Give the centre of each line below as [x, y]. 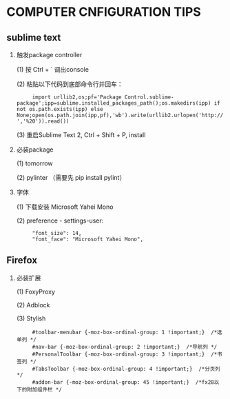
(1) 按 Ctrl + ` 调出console [52, 69]
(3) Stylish [31, 318]
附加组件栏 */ [44, 389]
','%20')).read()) [43, 121]
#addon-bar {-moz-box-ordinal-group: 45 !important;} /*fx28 [123, 382]
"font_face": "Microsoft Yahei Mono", [88, 239]
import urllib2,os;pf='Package [77, 97]
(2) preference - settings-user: [60, 221]
